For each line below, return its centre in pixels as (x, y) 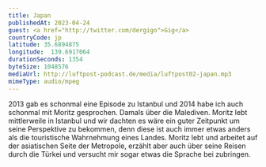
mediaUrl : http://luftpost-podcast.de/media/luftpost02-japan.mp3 (120, 74)
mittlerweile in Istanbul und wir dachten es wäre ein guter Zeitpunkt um (124, 121)
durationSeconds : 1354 (46, 60)
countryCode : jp (35, 37)
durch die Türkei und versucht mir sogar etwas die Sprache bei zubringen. (129, 154)
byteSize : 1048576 (38, 67)
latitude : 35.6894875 (44, 45)
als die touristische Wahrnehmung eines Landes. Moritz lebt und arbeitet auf (133, 137)
